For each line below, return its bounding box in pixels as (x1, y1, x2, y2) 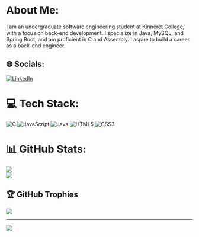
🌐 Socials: (6, 59, 45, 69)
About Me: (6, 4, 59, 17)
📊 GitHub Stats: (6, 142, 87, 156)
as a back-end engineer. (6, 42, 66, 49)
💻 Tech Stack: (6, 97, 79, 110)
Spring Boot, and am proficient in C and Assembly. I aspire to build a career (6, 36, 190, 43)
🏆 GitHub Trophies (6, 190, 79, 200)
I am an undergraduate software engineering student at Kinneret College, (6, 23, 185, 30)
